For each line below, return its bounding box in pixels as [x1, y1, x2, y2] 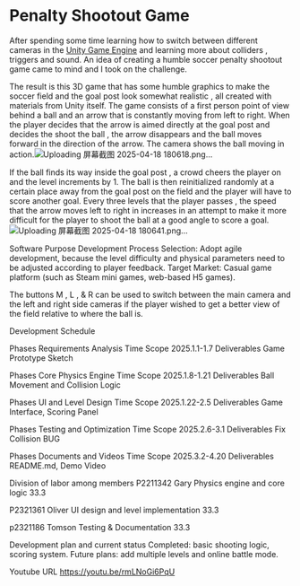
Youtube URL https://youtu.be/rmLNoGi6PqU [9, 566, 176, 577]
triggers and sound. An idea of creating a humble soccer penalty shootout [9, 54, 283, 65]
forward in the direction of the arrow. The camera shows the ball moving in [9, 138, 285, 149]
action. [9, 149, 35, 160]
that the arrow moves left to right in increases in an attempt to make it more [9, 205, 287, 215]
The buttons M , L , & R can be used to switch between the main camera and [9, 289, 291, 300]
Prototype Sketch [9, 352, 73, 363]
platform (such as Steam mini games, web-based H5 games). [9, 271, 236, 283]
